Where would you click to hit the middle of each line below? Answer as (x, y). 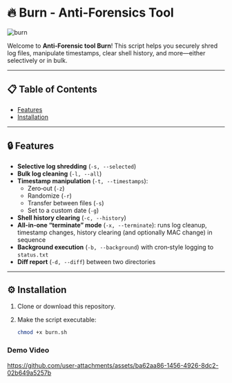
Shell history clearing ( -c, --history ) (71, 217)
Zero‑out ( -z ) (46, 188)
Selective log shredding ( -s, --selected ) (77, 166)
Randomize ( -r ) (50, 196)
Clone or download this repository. (66, 306)
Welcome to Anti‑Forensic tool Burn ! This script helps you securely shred (113, 46)
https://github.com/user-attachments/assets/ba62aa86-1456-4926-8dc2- (113, 365)
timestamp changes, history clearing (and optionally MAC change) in (115, 232)
